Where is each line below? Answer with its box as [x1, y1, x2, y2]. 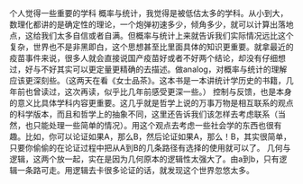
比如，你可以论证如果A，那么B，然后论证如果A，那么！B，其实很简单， [24, 131, 291, 142]
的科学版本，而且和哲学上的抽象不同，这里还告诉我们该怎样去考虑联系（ [9, 109, 278, 119]
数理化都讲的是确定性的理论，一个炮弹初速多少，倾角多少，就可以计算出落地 [9, 19, 294, 30]
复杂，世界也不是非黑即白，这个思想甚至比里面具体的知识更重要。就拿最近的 [9, 41, 294, 52]
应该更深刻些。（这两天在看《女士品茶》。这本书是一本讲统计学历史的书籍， [9, 75, 286, 85]
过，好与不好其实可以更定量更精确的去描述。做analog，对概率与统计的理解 [9, 64, 288, 74]
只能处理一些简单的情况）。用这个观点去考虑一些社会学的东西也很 [32, 120, 274, 130]
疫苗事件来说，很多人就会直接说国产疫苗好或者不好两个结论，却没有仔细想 [9, 53, 286, 63]
